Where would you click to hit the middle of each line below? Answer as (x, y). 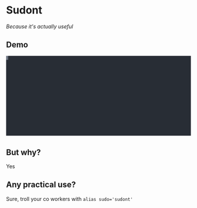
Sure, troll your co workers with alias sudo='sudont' (69, 199)
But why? (23, 152)
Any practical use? (41, 185)
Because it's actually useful (40, 26)
